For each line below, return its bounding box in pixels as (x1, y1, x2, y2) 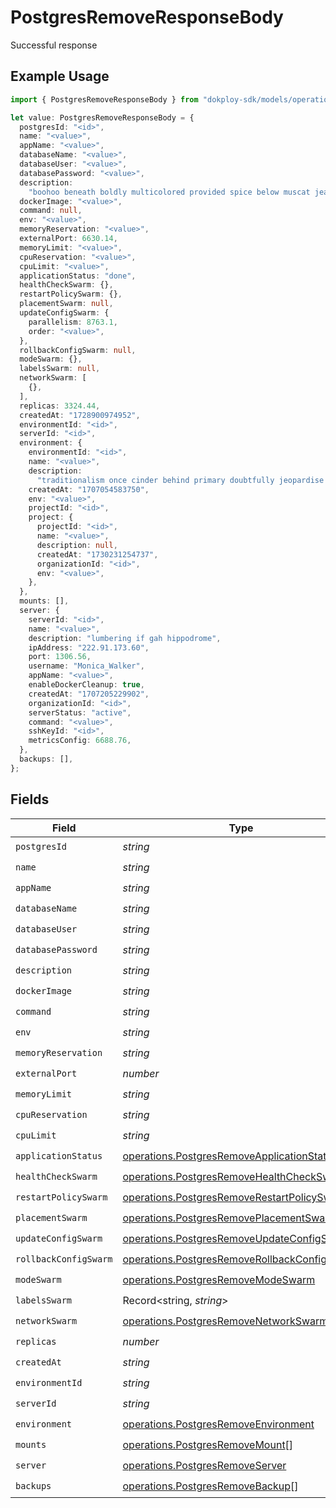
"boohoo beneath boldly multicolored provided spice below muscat (28, 187, 311, 197)
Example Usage (10, 68, 110, 85)
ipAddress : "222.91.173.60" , (28, 642, 150, 653)
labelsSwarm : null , (19, 364, 101, 374)
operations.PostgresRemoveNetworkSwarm (122, 1314, 329, 1328)
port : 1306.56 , (28, 652, 92, 662)
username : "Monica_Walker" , (28, 661, 145, 671)
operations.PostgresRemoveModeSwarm (122, 1273, 316, 1287)
